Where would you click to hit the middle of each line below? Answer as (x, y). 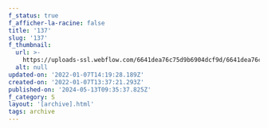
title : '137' (30, 30)
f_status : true (33, 16)
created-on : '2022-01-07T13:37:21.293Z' (77, 82)
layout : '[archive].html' (51, 104)
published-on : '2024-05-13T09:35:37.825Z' (80, 89)
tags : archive (32, 112)
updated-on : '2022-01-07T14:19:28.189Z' (77, 75)
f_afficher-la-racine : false (57, 23)
